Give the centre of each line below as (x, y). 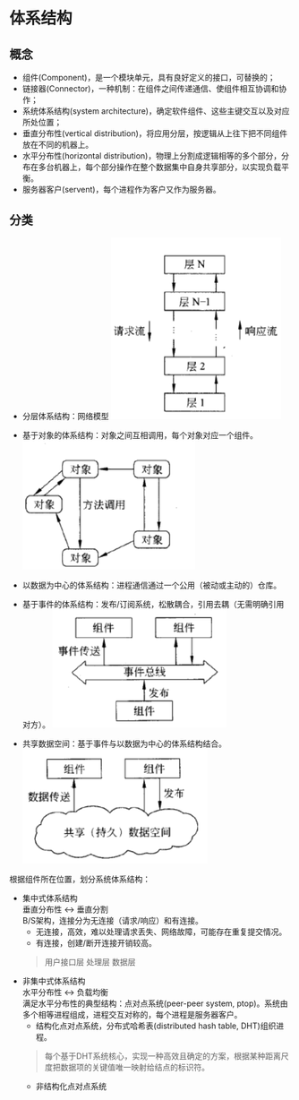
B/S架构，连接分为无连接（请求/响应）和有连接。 (113, 920)
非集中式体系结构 (54, 981)
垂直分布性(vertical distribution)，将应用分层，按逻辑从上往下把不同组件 (155, 133)
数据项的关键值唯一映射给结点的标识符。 (135, 1067)
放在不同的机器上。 (58, 145)
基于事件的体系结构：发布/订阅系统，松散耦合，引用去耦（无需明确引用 (153, 604)
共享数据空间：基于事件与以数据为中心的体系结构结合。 (124, 743)
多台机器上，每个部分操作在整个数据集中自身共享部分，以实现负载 (160, 167)
